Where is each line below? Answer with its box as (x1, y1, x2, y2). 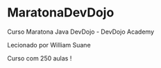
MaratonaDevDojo (7, 5, 115, 21)
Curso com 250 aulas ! (7, 54, 72, 63)
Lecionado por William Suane (7, 41, 92, 49)
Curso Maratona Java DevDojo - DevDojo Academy (7, 27, 155, 36)
